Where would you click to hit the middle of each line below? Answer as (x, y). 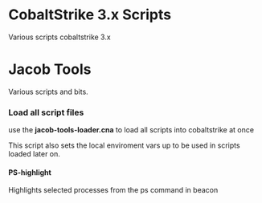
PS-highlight (30, 172)
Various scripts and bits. (48, 91)
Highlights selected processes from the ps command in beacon (113, 190)
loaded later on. (34, 154)
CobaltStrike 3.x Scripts (90, 15)
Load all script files (46, 112)
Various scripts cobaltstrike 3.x (59, 37)
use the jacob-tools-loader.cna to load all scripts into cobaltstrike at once (131, 130)
